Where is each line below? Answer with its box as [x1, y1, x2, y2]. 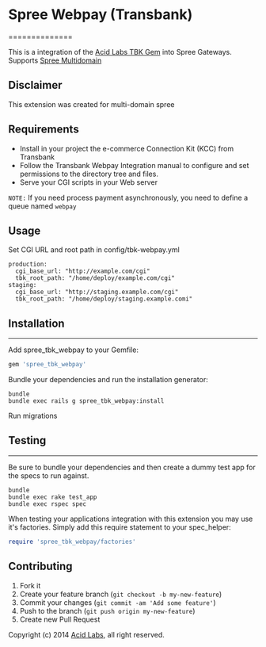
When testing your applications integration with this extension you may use [8, 514, 253, 523]
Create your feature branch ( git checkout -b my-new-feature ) [19, 589, 222, 599]
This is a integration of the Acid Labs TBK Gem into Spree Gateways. [8, 47, 232, 56]
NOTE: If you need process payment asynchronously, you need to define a [8, 193, 248, 202]
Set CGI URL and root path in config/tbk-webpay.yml [8, 245, 180, 255]
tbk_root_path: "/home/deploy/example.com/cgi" [15, 274, 176, 282]
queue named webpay [8, 201, 77, 211]
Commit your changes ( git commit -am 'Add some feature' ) [19, 597, 216, 607]
